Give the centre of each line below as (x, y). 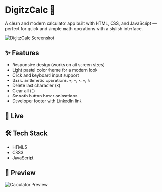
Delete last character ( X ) (36, 85)
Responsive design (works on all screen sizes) (58, 64)
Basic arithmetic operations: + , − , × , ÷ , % (51, 80)
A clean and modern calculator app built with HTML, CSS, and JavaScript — (81, 23)
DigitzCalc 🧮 (30, 10)
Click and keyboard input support (45, 75)
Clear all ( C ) (24, 90)
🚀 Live (15, 116)
